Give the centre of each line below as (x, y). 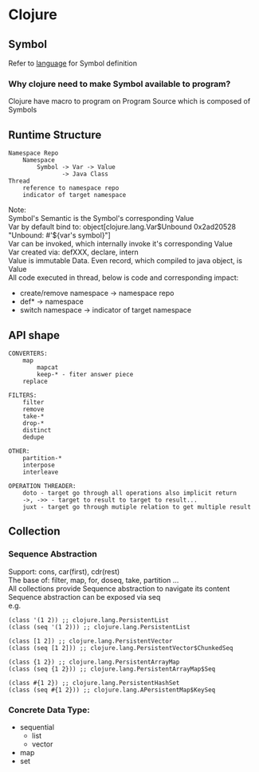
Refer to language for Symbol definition (73, 63)
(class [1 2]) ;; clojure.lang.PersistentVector (90, 641)
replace (35, 381)
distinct (37, 430)
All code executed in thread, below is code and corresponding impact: (124, 278)
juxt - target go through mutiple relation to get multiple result (137, 507)
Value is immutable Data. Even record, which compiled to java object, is (126, 261)
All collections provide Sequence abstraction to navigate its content (119, 589)
